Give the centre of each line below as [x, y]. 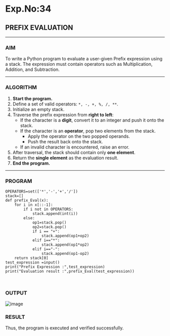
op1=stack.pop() [49, 222]
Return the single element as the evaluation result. [66, 158]
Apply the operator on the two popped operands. [79, 136]
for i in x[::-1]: [34, 205]
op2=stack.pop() [49, 227]
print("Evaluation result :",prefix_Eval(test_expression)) [70, 271]
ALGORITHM [21, 88]
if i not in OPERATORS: [48, 209]
